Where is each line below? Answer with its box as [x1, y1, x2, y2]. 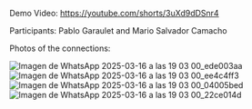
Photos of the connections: [9, 43, 111, 54]
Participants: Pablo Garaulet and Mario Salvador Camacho [9, 25, 227, 35]
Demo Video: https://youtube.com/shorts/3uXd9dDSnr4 [9, 8, 220, 18]
